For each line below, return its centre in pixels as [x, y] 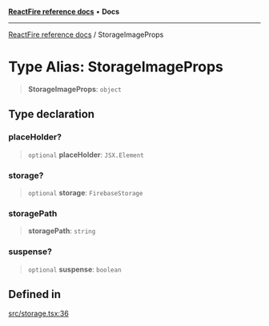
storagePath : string [62, 231]
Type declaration [51, 114]
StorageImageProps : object [75, 89]
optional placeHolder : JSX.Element [86, 155]
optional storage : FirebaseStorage [85, 192]
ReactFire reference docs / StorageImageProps [86, 34]
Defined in [35, 294]
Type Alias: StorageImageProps [116, 67]
